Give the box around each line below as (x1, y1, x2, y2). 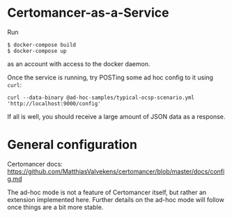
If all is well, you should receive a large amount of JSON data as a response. (7, 112, 226, 120)
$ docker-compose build (7, 41, 77, 48)
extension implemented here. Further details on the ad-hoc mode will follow (7, 195, 224, 203)
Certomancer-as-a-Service (7, 5, 169, 21)
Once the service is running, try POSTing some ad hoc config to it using (7, 73, 214, 81)
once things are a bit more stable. (7, 203, 104, 211)
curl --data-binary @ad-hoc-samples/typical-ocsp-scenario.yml (7, 94, 195, 101)
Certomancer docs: (7, 159, 63, 168)
